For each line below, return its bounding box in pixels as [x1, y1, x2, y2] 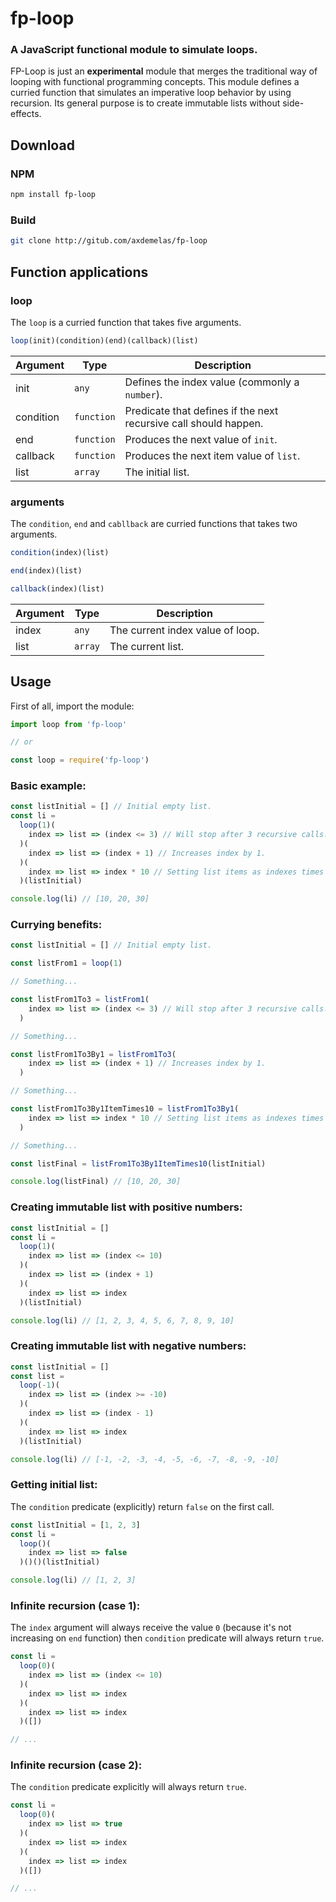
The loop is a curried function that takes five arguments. [10, 316, 242, 328]
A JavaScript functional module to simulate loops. [10, 43, 258, 57]
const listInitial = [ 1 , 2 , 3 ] [10, 1520, 141, 1530]
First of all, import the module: [10, 700, 135, 712]
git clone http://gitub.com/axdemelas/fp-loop [10, 236, 208, 246]
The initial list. [124, 465, 190, 479]
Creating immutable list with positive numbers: [10, 1200, 243, 1214]
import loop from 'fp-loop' [10, 719, 128, 729]
